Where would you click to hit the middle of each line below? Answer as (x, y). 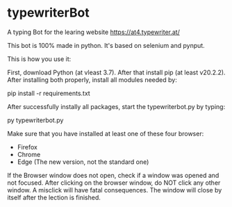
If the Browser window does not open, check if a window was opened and (113, 175)
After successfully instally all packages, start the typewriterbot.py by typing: (116, 106)
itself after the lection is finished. (54, 197)
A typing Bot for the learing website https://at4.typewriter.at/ (94, 32)
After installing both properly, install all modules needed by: (92, 80)
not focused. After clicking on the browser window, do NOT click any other (114, 183)
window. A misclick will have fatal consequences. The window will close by (115, 190)
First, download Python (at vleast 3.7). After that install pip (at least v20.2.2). (116, 72)
